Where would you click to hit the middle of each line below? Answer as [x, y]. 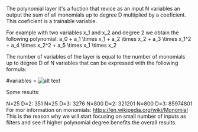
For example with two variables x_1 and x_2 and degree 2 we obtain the [92, 33]
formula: [16, 69]
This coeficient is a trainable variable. [52, 21]
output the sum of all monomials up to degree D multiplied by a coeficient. [96, 15]
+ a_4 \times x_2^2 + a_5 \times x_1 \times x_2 [61, 45]
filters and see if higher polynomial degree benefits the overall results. [92, 123]
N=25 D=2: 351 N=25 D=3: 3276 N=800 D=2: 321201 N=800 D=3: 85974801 [99, 104]
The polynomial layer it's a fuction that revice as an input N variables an [93, 9]
